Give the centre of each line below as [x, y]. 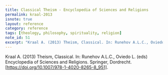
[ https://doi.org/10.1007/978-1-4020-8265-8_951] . [57, 67]
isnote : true [19, 19]
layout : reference [24, 24]
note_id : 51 [17, 38]
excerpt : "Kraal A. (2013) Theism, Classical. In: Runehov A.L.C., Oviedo [85, 42]
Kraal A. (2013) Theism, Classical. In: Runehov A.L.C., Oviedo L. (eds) [76, 56]
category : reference [27, 28]
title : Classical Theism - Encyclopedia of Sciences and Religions [77, 10]
